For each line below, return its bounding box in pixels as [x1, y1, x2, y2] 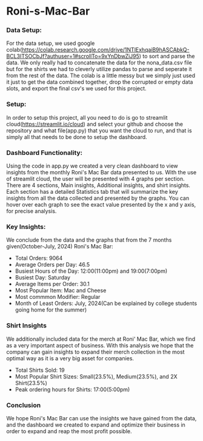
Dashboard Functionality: [6, 148, 83, 157]
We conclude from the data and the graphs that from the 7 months [6, 236, 172, 244]
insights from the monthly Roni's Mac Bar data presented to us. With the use [6, 169, 197, 176]
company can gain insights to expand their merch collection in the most [6, 348, 185, 355]
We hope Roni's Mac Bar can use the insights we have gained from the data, [6, 414, 197, 422]
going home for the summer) [15, 306, 87, 313]
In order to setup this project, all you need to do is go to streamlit [6, 114, 168, 121]
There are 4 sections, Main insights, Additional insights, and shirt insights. [6, 182, 191, 189]
